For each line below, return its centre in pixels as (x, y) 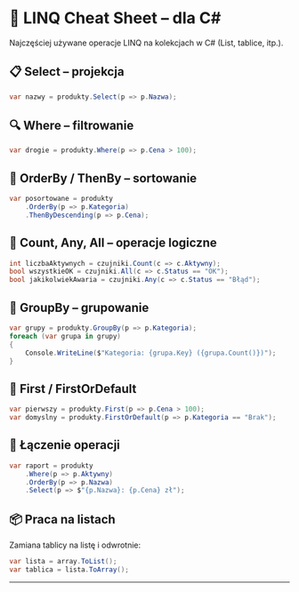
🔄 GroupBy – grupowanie (79, 307)
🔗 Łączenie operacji (65, 445)
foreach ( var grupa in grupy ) (65, 336)
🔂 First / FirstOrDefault (73, 389)
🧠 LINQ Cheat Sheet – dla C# (115, 18)
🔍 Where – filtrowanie (72, 126)
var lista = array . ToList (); (63, 562)
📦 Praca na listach (62, 519)
